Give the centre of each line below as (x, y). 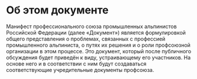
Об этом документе (58, 10)
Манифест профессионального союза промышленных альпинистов (91, 26)
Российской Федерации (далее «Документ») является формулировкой (96, 32)
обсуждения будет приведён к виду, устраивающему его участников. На (98, 57)
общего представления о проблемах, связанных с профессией (86, 39)
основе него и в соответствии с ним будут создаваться (76, 63)
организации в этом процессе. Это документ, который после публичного (99, 51)
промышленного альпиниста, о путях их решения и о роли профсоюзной (98, 45)
